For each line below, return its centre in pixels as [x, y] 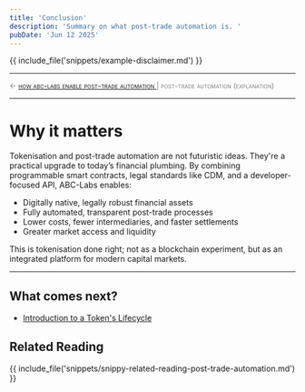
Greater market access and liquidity [89, 232]
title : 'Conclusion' [49, 18]
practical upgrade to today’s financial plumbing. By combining [125, 166]
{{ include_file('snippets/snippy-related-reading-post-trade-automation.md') [152, 368]
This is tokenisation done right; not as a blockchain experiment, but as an [146, 249]
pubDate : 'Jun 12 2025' [54, 35]
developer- [271, 176]
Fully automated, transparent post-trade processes [118, 212]
